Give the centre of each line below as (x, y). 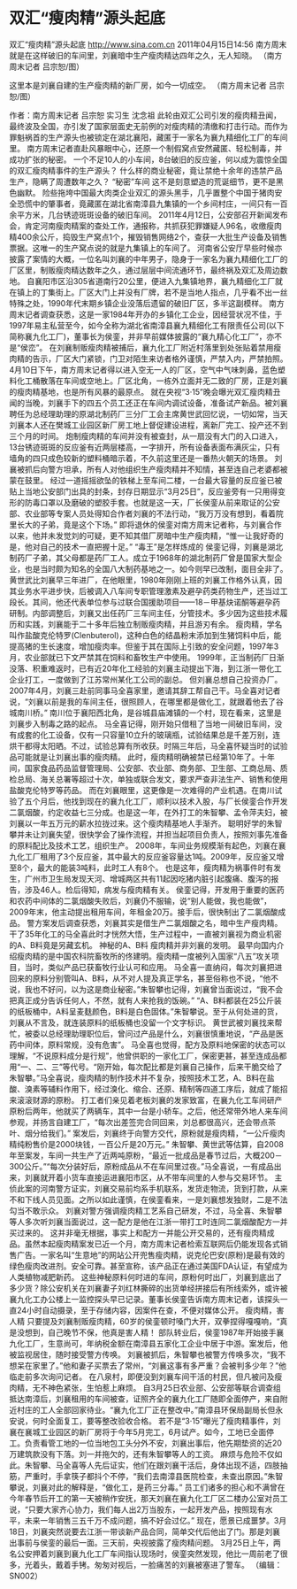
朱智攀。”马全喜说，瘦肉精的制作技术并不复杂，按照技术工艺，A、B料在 (138, 1077)
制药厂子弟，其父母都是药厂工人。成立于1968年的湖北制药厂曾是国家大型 (142, 558)
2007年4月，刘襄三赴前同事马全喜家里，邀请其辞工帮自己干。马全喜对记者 (145, 690)
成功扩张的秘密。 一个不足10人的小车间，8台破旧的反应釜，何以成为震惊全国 (148, 159)
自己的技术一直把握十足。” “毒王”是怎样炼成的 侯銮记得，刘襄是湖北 (161, 546)
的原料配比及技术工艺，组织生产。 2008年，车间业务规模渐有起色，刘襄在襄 (148, 845)
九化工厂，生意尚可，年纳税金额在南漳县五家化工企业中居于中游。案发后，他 (148, 1343)
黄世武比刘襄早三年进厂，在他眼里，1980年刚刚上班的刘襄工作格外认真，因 (146, 580)
